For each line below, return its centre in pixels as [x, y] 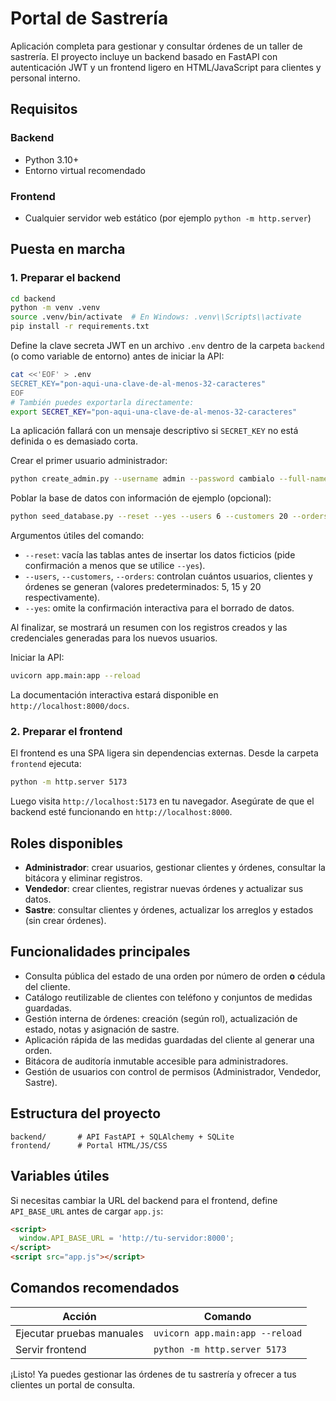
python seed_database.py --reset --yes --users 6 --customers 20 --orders [169, 517]
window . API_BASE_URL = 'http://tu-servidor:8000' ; [127, 1238]
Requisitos [44, 109]
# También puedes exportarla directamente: [102, 402]
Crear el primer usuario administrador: [89, 461]
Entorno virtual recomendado [85, 170]
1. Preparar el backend [65, 278]
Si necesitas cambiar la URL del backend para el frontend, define [144, 1200]
